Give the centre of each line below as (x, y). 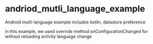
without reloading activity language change (48, 36)
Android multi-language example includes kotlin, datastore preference (75, 22)
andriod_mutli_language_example (75, 9)
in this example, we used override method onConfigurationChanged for (76, 31)
